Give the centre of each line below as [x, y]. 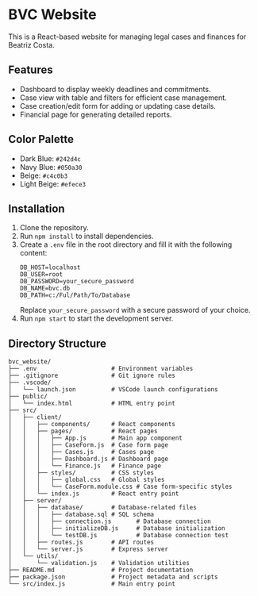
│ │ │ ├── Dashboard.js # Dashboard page [89, 459]
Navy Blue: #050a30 [51, 167]
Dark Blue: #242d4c [50, 158]
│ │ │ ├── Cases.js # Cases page [81, 452]
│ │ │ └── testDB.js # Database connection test [118, 536]
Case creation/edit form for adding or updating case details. [117, 106]
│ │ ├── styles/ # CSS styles [81, 473]
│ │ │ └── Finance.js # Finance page [85, 466]
